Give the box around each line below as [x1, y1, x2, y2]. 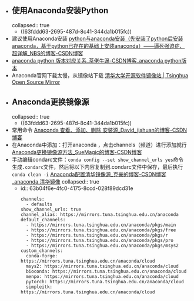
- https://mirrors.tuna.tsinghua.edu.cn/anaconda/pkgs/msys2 [25, 243, 179, 248]
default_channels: [20, 217, 66, 223]
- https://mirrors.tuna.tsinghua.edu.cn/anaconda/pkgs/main [25, 222, 176, 228]
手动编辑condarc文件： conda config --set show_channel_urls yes [11, 156, 173, 163]
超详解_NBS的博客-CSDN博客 [11, 50, 83, 57]
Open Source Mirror [11, 78, 61, 86]
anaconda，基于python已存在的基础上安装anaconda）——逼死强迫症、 [11, 42, 185, 49]
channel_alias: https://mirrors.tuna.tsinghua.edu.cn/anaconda [20, 211, 179, 217]
